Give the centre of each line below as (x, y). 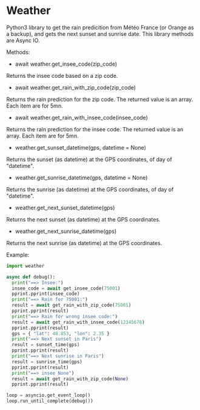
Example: (18, 255)
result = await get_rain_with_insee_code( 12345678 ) (78, 322)
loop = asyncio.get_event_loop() (48, 395)
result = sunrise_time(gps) (47, 362)
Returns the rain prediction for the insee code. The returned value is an (95, 129)
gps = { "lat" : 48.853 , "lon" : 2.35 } (61, 333)
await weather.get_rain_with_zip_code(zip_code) (75, 87)
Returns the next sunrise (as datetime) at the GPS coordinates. (84, 243)
